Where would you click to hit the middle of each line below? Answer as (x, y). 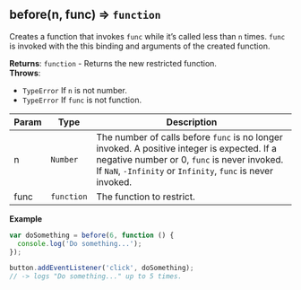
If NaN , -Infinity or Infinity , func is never (185, 171)
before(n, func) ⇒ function (85, 15)
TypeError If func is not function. (82, 100)
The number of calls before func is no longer (190, 136)
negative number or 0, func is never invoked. (190, 159)
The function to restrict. (146, 197)
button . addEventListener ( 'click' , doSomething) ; (102, 268)
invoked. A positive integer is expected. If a (187, 148)
